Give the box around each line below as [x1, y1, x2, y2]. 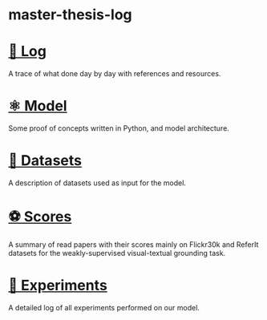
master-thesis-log [8, 6, 132, 24]
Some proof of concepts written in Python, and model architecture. [8, 124, 230, 133]
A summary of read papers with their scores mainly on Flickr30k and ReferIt [8, 239, 259, 249]
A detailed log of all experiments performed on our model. [8, 302, 200, 312]
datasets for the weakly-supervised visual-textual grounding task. [8, 248, 226, 257]
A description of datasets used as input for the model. [8, 178, 187, 188]
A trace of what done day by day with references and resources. [8, 69, 221, 79]
